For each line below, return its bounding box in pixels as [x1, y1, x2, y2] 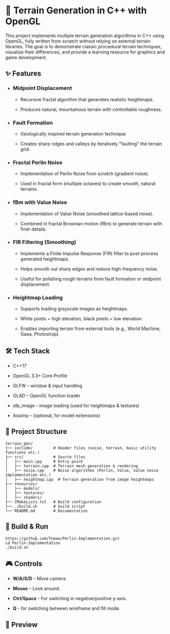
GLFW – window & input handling [12, 382, 83, 389]
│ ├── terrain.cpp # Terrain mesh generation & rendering [5, 463, 138, 469]
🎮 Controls [5, 559, 42, 568]
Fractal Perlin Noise [12, 159, 63, 166]
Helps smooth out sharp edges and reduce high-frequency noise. [20, 265, 158, 272]
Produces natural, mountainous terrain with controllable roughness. [20, 106, 162, 112]
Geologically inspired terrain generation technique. [20, 130, 128, 137]
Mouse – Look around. [12, 585, 60, 592]
